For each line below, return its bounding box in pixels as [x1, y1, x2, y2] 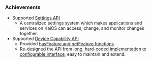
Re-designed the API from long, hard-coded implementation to [19, 46, 147, 52]
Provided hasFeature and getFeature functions [19, 41, 114, 47]
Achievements [5, 4, 41, 11]
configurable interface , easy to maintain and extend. [19, 51, 126, 57]
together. [19, 31, 38, 37]
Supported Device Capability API [12, 36, 79, 41]
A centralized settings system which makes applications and [19, 20, 142, 26]
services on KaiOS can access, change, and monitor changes [19, 25, 144, 31]
